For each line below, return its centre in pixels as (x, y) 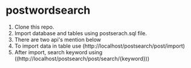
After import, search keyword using (58, 52)
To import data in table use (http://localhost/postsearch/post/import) (100, 46)
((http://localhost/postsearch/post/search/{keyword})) (82, 58)
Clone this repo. (34, 27)
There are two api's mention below (58, 39)
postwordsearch (48, 10)
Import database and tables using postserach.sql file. (81, 33)
